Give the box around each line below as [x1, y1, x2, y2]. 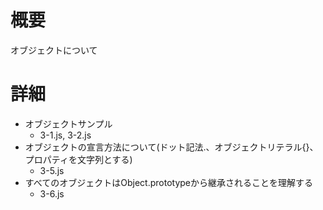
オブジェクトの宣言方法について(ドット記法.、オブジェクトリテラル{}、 [24, 141, 319, 153]
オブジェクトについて [10, 44, 98, 56]
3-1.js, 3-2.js [39, 129, 92, 141]
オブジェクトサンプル [24, 117, 113, 130]
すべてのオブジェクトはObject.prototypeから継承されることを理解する [24, 176, 313, 188]
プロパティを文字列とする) [24, 153, 133, 165]
